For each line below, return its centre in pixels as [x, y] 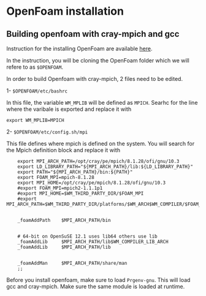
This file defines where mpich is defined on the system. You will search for [101, 143]
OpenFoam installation [65, 11]
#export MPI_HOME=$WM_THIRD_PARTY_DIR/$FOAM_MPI [81, 194]
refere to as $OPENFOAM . [35, 67]
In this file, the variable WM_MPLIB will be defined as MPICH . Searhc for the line [102, 103]
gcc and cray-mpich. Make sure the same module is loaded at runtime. [96, 287]
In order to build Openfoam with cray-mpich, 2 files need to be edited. [94, 79]
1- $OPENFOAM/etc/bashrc [37, 91]
